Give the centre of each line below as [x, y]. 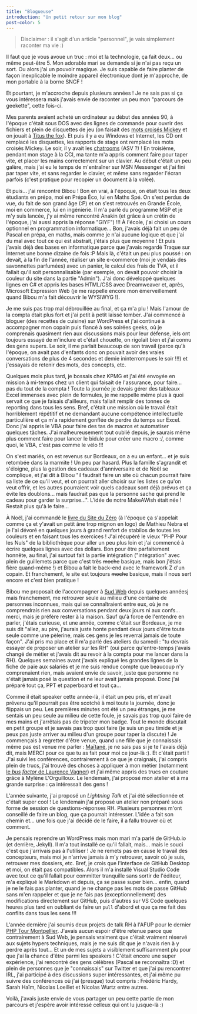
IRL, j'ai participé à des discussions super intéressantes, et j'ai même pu [94, 975]
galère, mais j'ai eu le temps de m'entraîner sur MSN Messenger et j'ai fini [96, 167]
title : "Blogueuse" [30, 11]
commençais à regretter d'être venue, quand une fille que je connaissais [94, 741]
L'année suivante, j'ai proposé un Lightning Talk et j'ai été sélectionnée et [95, 796]
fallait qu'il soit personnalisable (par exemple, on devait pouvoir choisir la [94, 272]
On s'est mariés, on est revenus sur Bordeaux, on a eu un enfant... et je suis [98, 456]
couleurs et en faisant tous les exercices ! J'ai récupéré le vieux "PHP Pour [96, 536]
